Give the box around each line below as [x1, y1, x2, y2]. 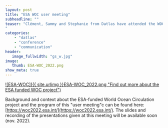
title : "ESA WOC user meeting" [5, 12, 70, 17]
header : [5, 49, 21, 54]
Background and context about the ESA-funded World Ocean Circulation [5, 96, 154, 102]
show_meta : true [5, 68, 39, 73]
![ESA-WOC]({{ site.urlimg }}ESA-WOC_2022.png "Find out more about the [5, 81, 159, 87]
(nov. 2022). [5, 118, 31, 123]
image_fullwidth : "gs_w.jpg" [11, 53, 72, 59]
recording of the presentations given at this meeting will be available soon [5, 112, 157, 118]
